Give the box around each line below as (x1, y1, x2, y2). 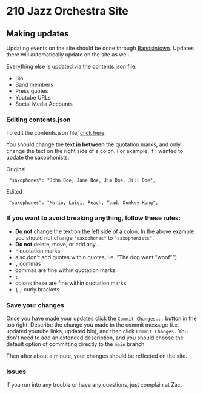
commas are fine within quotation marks (15, 266, 116, 274)
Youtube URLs (15, 94, 52, 101)
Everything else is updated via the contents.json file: (6, 63, 137, 70)
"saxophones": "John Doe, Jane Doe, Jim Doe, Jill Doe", (8, 177, 156, 183)
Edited (6, 188, 22, 195)
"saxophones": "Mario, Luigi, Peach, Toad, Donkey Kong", (8, 200, 159, 206)
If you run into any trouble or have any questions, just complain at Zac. (6, 381, 182, 389)
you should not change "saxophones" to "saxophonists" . (15, 234, 155, 241)
